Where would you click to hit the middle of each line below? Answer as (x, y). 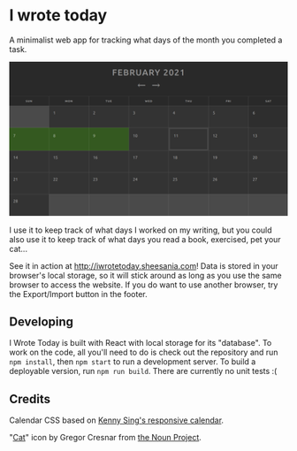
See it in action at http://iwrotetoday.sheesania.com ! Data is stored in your (144, 265)
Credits (30, 399)
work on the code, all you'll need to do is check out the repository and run (144, 352)
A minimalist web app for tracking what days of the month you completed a (146, 40)
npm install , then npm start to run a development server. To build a (133, 362)
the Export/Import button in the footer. (78, 294)
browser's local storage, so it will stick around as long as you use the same (145, 275)
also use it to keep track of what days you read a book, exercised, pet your (145, 239)
